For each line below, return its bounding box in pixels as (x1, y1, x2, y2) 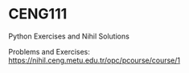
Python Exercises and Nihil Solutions (8, 31, 130, 41)
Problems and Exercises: (8, 47, 91, 56)
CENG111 (8, 5, 68, 23)
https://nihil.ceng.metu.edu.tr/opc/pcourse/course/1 (8, 55, 181, 65)
